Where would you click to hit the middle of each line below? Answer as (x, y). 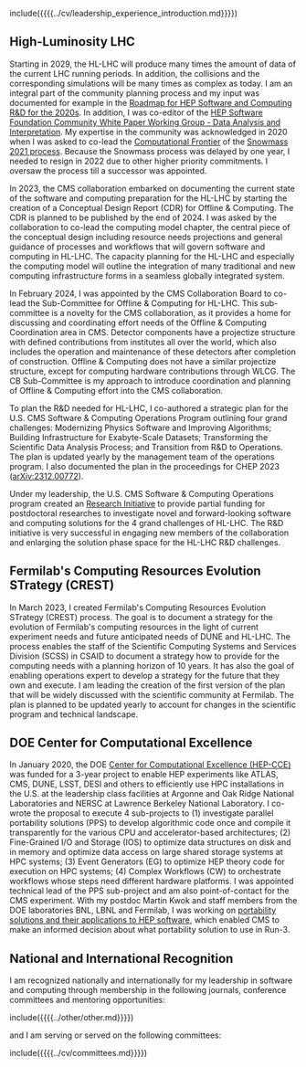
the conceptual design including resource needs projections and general (146, 237)
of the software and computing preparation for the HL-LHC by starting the (148, 198)
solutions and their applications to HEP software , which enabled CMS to (145, 920)
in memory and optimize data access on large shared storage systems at (146, 852)
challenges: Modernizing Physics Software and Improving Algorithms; (141, 428)
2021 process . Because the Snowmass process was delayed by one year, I (150, 151)
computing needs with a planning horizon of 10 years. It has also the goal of (152, 665)
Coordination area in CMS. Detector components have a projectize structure (153, 332)
